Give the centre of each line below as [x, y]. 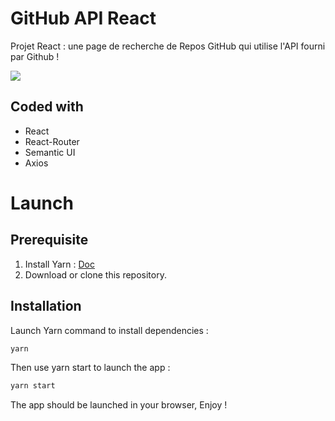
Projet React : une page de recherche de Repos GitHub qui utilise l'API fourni [168, 46]
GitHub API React [83, 18]
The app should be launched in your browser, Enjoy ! [119, 405]
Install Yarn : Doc [59, 264]
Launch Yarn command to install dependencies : [109, 330]
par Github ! [35, 56]
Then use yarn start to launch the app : [90, 368]
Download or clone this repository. [95, 274]
